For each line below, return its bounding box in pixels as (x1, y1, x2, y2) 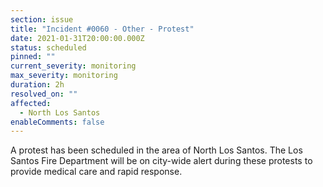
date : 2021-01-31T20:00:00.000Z (10, 33, 145, 43)
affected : (10, 98, 52, 108)
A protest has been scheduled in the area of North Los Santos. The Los (10, 144, 303, 156)
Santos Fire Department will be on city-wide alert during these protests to (10, 155, 313, 167)
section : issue (10, 14, 74, 25)
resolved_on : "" (10, 89, 78, 99)
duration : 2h (10, 80, 65, 90)
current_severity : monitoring (10, 61, 137, 71)
